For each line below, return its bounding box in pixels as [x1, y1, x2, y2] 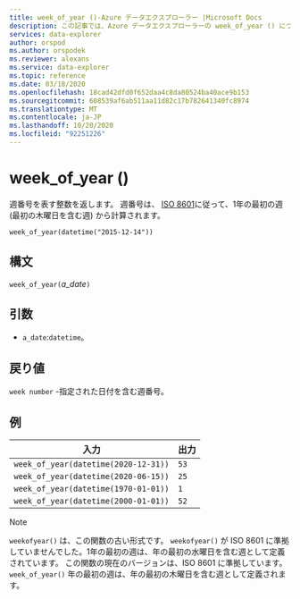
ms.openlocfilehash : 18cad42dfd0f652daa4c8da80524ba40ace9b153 [9, 88, 250, 97]
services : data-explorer [9, 30, 102, 38]
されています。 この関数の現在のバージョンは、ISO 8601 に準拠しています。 [9, 558, 287, 569]
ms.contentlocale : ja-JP [9, 113, 102, 122]
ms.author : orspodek [9, 46, 87, 55]
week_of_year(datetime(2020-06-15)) [13, 471, 170, 482]
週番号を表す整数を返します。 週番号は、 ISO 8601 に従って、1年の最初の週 [9, 198, 284, 209]
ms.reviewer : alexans [9, 55, 90, 63]
